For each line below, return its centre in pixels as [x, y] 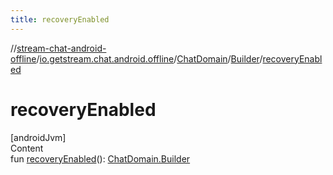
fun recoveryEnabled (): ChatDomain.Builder [100, 158]
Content [27, 148]
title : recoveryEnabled [60, 19]
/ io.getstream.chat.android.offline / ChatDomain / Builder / [149, 58]
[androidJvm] [38, 137]
